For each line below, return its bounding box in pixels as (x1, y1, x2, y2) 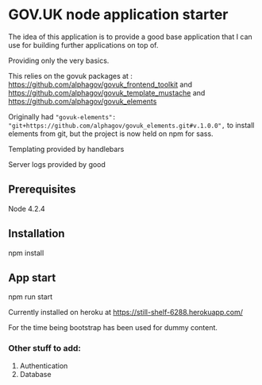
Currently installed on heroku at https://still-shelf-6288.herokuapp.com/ (8, 308, 244, 317)
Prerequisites (8, 183, 76, 196)
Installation (8, 227, 65, 240)
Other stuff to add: (8, 343, 81, 354)
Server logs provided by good (8, 159, 106, 169)
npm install (8, 248, 44, 258)
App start (8, 270, 56, 284)
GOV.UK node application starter (8, 6, 229, 24)
